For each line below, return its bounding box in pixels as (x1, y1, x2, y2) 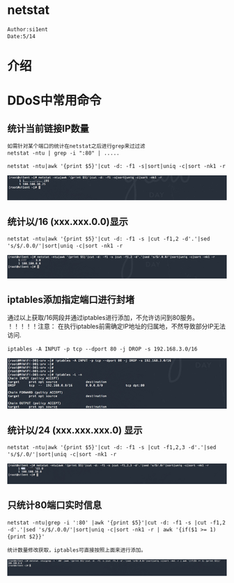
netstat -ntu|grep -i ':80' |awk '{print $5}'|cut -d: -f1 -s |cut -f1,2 (7, 519, 226, 526)
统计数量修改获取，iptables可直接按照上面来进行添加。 (7, 546, 146, 554)
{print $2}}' (7, 533, 45, 540)
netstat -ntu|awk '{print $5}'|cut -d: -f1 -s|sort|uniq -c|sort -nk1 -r (7, 163, 226, 170)
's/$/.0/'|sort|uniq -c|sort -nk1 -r (7, 451, 117, 458)
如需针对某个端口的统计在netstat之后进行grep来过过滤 (7, 143, 146, 150)
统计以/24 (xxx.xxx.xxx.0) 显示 (7, 424, 143, 436)
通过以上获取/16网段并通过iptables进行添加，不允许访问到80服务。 (7, 313, 198, 322)
